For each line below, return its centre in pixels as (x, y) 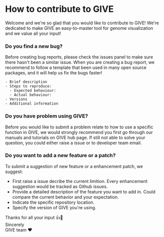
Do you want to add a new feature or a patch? (61, 156)
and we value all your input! (33, 33)
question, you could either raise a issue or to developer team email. (74, 143)
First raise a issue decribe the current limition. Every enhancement (80, 181)
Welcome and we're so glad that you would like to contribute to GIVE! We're (82, 23)
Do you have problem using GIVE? (47, 116)
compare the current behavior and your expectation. (65, 197)
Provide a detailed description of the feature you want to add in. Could (84, 191)
